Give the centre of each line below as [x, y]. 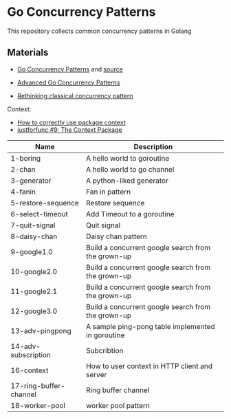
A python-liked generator [127, 181]
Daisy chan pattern [117, 236]
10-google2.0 [34, 271]
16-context [30, 370]
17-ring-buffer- [38, 385]
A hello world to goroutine [128, 158]
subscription [31, 354]
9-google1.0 [32, 251]
